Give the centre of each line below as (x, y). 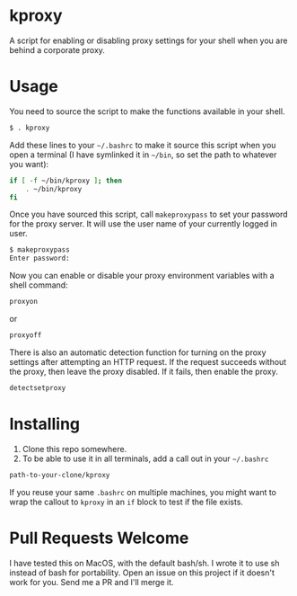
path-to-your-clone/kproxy (60, 475)
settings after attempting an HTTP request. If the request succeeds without (148, 361)
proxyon (24, 302)
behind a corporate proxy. (57, 49)
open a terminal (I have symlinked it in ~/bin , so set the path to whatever (143, 155)
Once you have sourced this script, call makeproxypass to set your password (149, 214)
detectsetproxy (38, 387)
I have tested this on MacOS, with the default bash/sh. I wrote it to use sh (144, 563)
